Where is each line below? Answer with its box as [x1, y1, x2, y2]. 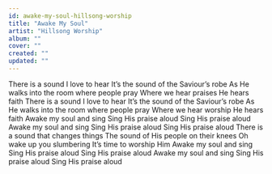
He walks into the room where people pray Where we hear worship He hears [8, 104, 264, 114]
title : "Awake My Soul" [8, 19, 89, 28]
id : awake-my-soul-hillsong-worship [8, 11, 132, 20]
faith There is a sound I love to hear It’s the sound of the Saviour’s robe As [8, 96, 255, 106]
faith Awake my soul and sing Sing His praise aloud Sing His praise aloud [8, 113, 251, 123]
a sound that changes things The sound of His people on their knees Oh [8, 130, 249, 140]
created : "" [8, 49, 49, 57]
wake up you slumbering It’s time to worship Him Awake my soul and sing [8, 139, 253, 149]
